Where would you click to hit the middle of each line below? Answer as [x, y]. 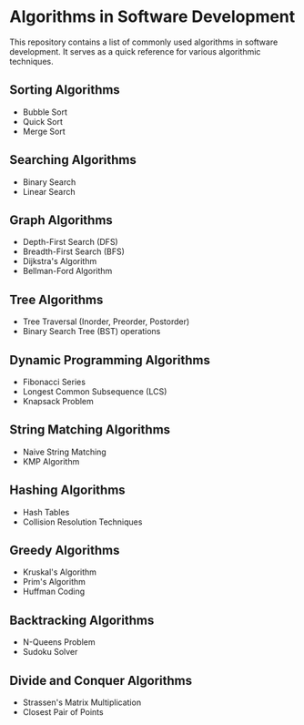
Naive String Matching [64, 452]
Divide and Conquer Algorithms [101, 680]
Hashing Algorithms [67, 490]
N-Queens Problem [59, 642]
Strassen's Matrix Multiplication [82, 702]
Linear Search [49, 191]
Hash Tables [46, 512]
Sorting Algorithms [65, 90]
